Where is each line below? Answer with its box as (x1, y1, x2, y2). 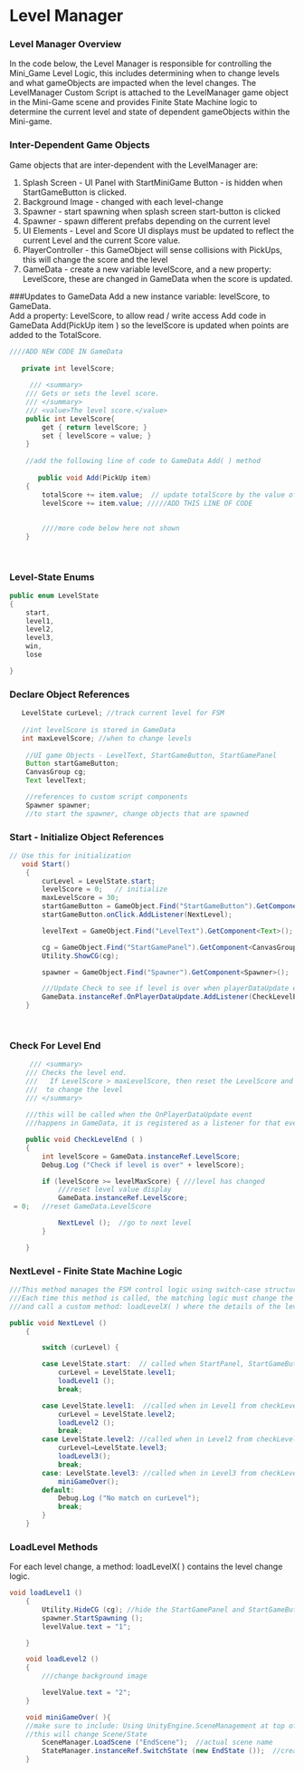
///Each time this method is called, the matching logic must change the (9, 1293, 294, 1302)
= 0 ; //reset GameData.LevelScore (13, 1202, 152, 1211)
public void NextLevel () (9, 1318, 107, 1328)
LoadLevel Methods (9, 1540, 99, 1553)
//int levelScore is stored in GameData (21, 725, 176, 734)
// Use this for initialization (9, 851, 131, 860)
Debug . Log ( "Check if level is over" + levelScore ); (42, 1160, 245, 1169)
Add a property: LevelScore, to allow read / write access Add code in (9, 310, 267, 321)
